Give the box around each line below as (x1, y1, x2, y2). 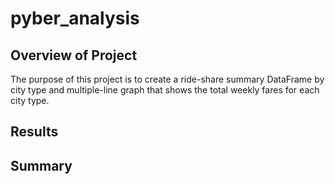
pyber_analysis (10, 7, 140, 30)
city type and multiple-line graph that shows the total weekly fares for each (10, 84, 320, 96)
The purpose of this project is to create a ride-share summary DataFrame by (10, 73, 325, 85)
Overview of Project (10, 47, 138, 64)
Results (10, 123, 59, 141)
